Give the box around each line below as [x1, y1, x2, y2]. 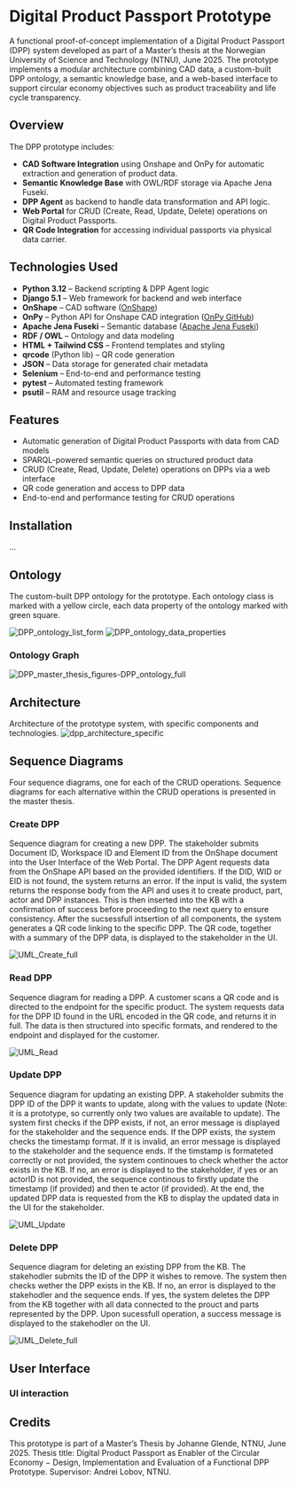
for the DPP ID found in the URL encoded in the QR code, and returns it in [9, 1011, 277, 1021]
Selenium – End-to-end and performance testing [21, 368, 201, 379]
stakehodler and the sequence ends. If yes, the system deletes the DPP [9, 1290, 270, 1301]
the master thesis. [9, 795, 75, 806]
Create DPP [9, 817, 60, 830]
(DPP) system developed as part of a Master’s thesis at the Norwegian [9, 44, 266, 55]
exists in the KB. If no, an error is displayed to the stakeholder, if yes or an [9, 1164, 278, 1175]
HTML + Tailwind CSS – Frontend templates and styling [21, 340, 225, 350]
